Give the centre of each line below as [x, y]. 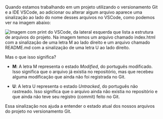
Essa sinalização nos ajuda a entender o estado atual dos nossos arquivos [80, 106]
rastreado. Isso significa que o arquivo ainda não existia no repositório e [85, 91]
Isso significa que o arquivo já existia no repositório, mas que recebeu [83, 72]
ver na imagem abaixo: [28, 22]
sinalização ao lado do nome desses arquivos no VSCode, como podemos [80, 17]
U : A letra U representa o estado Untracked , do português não [75, 86]
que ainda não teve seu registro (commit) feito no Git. [66, 97]
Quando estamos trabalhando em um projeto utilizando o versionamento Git [81, 7]
